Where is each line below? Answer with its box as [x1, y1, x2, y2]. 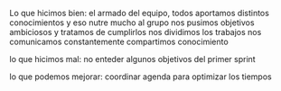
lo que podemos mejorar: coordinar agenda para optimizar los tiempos [9, 71, 273, 82]
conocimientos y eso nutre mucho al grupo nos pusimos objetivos [9, 17, 255, 28]
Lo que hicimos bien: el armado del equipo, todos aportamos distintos [9, 8, 269, 18]
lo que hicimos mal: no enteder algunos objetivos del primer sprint [9, 54, 256, 64]
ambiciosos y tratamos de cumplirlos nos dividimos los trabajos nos [9, 27, 262, 37]
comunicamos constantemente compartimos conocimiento [9, 36, 229, 47]
